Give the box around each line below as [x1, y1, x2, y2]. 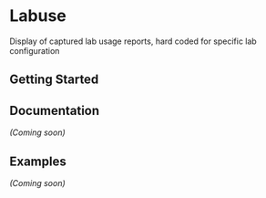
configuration [9, 45, 60, 56]
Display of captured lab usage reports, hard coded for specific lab [9, 36, 257, 47]
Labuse [9, 5, 66, 26]
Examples [9, 153, 66, 169]
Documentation [9, 102, 100, 119]
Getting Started [9, 72, 99, 88]
